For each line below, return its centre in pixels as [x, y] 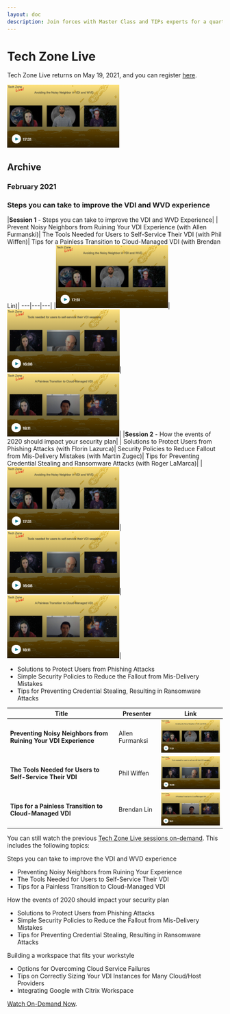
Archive [24, 167]
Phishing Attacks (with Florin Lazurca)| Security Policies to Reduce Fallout [111, 449]
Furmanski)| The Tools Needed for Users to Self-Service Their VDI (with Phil [114, 235]
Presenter [137, 713]
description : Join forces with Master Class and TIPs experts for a [107, 22]
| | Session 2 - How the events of [165, 434]
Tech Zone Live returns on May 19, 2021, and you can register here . [102, 75]
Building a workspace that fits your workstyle [71, 956]
